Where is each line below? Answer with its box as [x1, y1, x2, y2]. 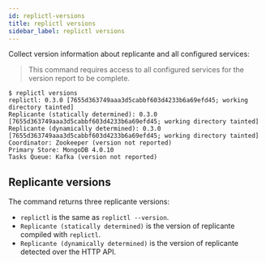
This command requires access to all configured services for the [28, 65, 245, 75]
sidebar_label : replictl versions [8, 27, 126, 35]
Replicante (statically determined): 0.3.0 [8, 110, 158, 119]
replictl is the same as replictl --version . [19, 213, 169, 222]
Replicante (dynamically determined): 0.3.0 [8, 125, 161, 133]
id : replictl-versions [8, 11, 85, 20]
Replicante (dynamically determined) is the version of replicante [19, 239, 239, 248]
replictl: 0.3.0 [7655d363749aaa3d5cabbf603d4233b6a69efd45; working [8, 97, 249, 105]
